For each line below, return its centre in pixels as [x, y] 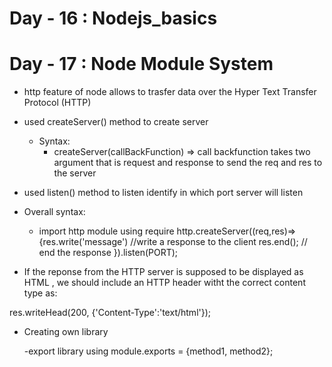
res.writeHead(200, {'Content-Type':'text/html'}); [110, 313]
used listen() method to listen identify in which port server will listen [163, 193]
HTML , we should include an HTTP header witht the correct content [164, 283]
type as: [40, 293]
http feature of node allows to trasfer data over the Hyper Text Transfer [170, 92]
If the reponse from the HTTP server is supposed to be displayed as [163, 272]
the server [75, 173]
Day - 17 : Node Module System [141, 64]
